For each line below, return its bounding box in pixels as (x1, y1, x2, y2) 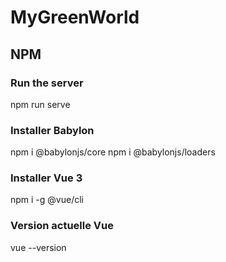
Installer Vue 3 (10, 171, 83, 185)
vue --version (10, 241, 67, 253)
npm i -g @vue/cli (10, 194, 84, 206)
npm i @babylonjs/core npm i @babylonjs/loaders (10, 146, 216, 158)
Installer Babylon (10, 123, 95, 137)
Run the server (10, 76, 84, 90)
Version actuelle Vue (10, 219, 114, 233)
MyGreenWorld (10, 6, 140, 29)
